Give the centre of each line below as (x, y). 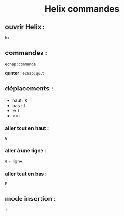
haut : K (20, 100)
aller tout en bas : (26, 174)
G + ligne (14, 161)
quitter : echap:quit (25, 73)
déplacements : (29, 89)
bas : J (19, 105)
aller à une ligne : (26, 150)
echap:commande (21, 64)
